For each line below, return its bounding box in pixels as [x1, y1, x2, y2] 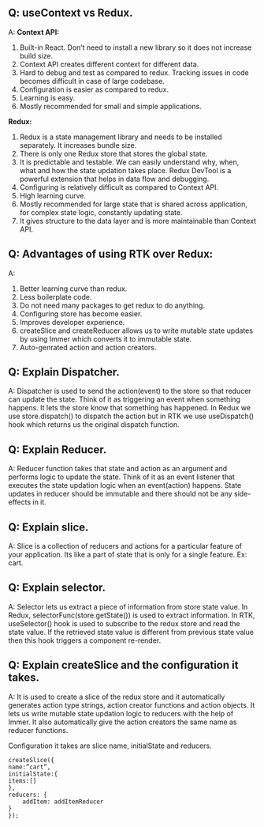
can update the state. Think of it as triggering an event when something [8, 395, 240, 404]
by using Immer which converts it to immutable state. [19, 334, 192, 343]
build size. [19, 51, 54, 60]
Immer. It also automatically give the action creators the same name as [8, 717, 238, 727]
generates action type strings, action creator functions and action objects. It [8, 700, 255, 710]
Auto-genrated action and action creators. [19, 342, 157, 352]
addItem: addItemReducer [22, 798, 104, 806]
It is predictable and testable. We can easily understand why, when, [19, 157, 240, 167]
